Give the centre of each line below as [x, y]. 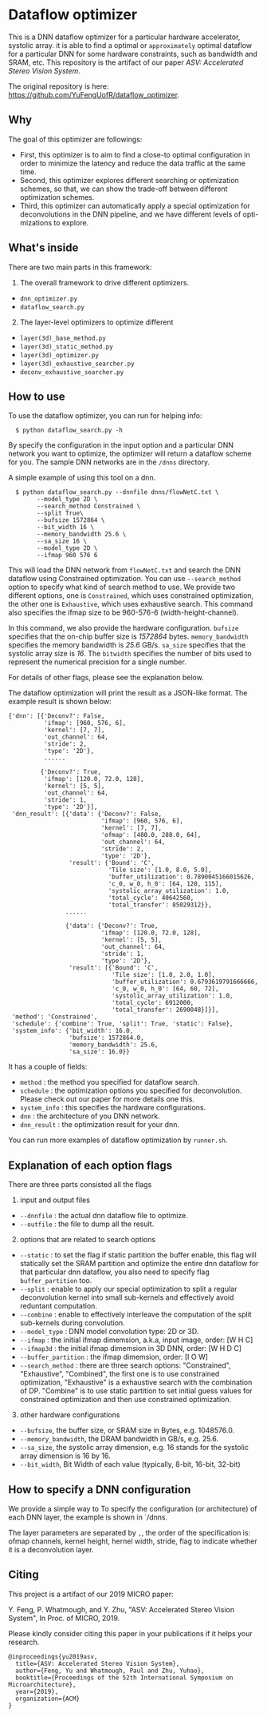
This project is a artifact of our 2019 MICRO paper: [91, 1594]
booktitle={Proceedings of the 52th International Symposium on [124, 1677]
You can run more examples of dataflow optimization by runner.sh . [118, 1140]
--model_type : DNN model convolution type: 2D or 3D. [109, 1332]
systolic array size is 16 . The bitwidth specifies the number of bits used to [130, 654]
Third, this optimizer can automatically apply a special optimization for [135, 205]
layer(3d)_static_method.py [66, 347]
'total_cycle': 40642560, [151, 898]
